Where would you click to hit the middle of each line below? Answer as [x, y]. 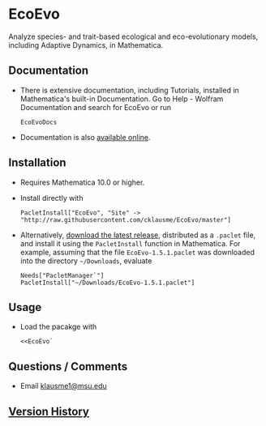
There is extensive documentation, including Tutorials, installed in [129, 90]
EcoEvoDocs [39, 122]
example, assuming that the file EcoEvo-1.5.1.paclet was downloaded [137, 252]
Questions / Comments [68, 366]
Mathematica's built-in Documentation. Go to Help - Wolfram [122, 99]
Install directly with [51, 198]
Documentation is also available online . [85, 137]
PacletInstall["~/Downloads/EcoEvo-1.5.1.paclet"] [107, 283]
